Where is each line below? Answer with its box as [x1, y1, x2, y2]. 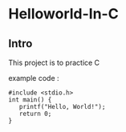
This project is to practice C [8, 58, 100, 67]
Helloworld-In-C [8, 5, 119, 23]
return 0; [18, 110, 52, 118]
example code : [8, 74, 59, 82]
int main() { [8, 96, 52, 104]
